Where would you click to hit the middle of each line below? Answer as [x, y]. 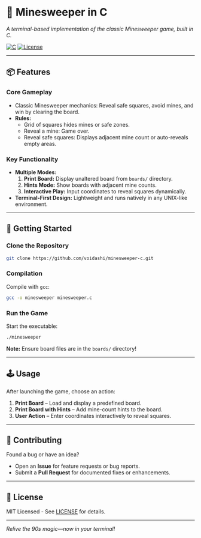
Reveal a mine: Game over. [57, 131]
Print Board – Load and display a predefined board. [78, 403]
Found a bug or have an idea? [43, 455]
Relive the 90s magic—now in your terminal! [61, 529]
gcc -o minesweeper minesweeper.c [49, 298]
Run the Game [27, 313]
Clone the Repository [38, 246]
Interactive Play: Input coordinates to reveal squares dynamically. [105, 191]
